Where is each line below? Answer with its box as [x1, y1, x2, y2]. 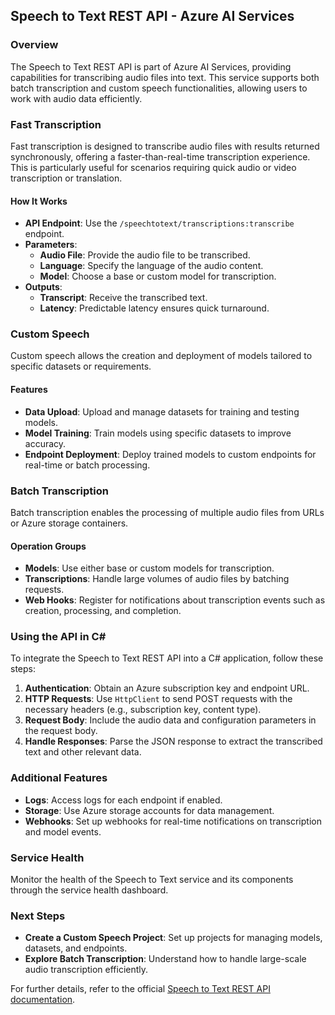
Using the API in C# [10, 630, 107, 644]
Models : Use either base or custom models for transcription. [24, 562, 275, 574]
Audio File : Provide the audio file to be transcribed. [39, 249, 251, 261]
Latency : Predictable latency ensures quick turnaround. [39, 302, 270, 314]
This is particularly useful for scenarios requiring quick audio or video [10, 161, 297, 173]
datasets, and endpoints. [24, 942, 128, 954]
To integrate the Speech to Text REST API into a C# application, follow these [10, 652, 324, 664]
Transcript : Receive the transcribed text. [39, 292, 208, 304]
